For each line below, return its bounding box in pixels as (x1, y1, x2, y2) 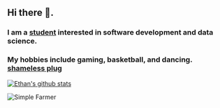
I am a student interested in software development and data (7, 28, 214, 37)
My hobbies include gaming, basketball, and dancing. (7, 55, 193, 64)
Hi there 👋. (7, 7, 54, 19)
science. (7, 36, 37, 46)
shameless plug (7, 64, 63, 73)
